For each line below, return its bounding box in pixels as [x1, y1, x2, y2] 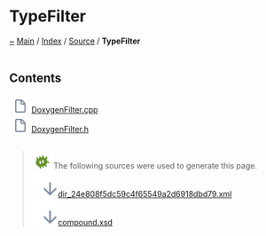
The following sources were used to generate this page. [52, 160, 257, 170]
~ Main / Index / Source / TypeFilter [9, 35, 141, 46]
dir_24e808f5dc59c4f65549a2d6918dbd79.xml [57, 188, 232, 199]
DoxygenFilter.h [31, 123, 90, 134]
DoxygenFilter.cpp [31, 104, 98, 114]
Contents [9, 71, 62, 86]
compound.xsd [57, 216, 113, 227]
